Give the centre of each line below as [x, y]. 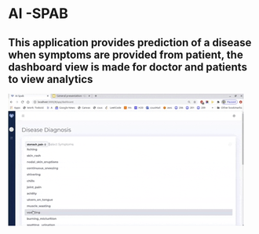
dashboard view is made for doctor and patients [128, 67]
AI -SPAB [38, 14]
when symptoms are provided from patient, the [126, 54]
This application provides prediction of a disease [130, 43]
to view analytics [51, 79]
